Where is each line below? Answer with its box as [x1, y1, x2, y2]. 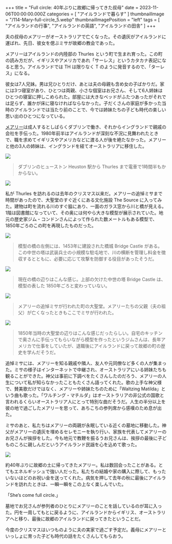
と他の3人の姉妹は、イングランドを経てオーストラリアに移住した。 [5, 143, 147, 149]
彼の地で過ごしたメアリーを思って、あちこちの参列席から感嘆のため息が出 [5, 405, 162, 411]
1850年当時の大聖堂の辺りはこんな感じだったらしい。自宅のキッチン [17, 330, 163, 336]
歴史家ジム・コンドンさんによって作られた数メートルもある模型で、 [14, 216, 158, 222]
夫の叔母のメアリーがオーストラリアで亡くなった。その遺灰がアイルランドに [5, 34, 166, 39]
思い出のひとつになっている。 [5, 113, 68, 119]
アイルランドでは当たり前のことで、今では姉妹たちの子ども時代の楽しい [14, 107, 166, 113]
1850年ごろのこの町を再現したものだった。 [5, 222, 96, 228]
